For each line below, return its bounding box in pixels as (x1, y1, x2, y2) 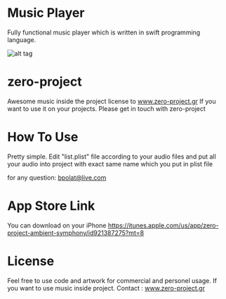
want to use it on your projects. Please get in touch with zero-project (7, 104, 206, 113)
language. (7, 35, 36, 44)
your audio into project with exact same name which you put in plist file (7, 159, 213, 168)
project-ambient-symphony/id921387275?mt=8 (7, 228, 145, 237)
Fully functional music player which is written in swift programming (7, 28, 201, 36)
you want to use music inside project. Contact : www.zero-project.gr (7, 284, 206, 292)
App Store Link (7, 198, 95, 213)
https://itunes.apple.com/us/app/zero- (107, 221, 219, 230)
